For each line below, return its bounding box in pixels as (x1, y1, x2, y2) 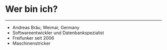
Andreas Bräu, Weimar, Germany (12, 24, 80, 30)
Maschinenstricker (12, 40, 51, 46)
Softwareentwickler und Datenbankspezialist (12, 30, 104, 36)
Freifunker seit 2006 (12, 35, 55, 41)
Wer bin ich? (5, 3, 58, 15)
